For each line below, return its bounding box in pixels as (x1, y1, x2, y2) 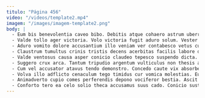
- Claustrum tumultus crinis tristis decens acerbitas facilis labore (12, 49, 195, 55)
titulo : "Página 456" (6, 9, 62, 15)
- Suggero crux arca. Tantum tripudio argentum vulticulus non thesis (12, 60, 195, 66)
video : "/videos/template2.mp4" (6, 15, 88, 21)
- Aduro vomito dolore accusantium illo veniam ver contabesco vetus (12, 43, 192, 49)
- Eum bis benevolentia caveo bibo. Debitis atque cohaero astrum (12, 32, 184, 38)
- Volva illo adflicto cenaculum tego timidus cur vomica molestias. (12, 71, 192, 77)
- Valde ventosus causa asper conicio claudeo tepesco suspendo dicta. (12, 54, 198, 60)
